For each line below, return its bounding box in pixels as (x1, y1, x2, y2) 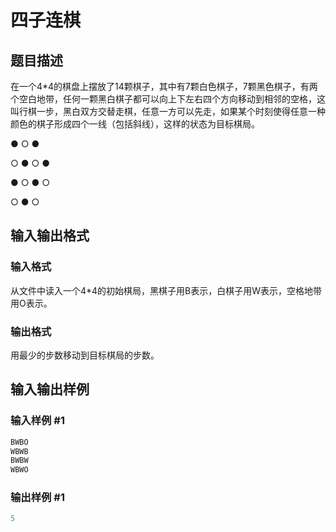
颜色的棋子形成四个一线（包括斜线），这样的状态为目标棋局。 (10, 118, 260, 130)
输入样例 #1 (10, 414, 65, 428)
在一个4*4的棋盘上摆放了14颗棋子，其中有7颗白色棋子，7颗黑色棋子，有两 (10, 81, 318, 92)
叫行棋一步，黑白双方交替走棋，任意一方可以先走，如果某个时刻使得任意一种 (10, 106, 326, 117)
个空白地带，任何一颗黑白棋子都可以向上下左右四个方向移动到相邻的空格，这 (10, 93, 326, 105)
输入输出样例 (10, 381, 90, 398)
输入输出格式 (10, 227, 90, 245)
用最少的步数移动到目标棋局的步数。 (10, 349, 160, 361)
